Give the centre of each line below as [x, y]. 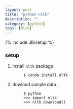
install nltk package [33, 66]
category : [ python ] [25, 24]
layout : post [18, 10]
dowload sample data [34, 85]
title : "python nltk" [27, 14]
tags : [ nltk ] [18, 28]
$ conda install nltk [46, 75]
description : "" [22, 19]
